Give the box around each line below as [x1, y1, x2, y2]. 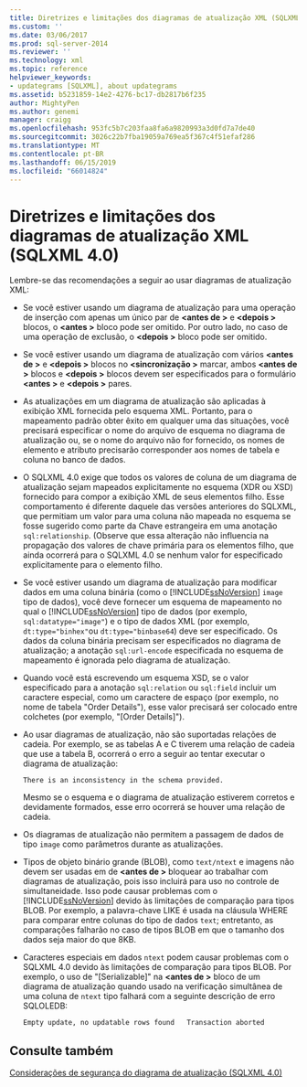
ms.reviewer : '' [9, 48, 71, 57]
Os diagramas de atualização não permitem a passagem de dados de [22, 829, 285, 840]
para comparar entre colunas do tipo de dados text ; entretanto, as [22, 915, 274, 926]
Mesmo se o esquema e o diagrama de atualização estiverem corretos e [22, 792, 295, 803]
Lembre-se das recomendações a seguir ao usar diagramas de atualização [9, 275, 292, 286]
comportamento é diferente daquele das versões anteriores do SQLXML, [22, 501, 297, 512]
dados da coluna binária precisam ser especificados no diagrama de [22, 635, 281, 646]
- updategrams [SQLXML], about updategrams [9, 81, 178, 91]
